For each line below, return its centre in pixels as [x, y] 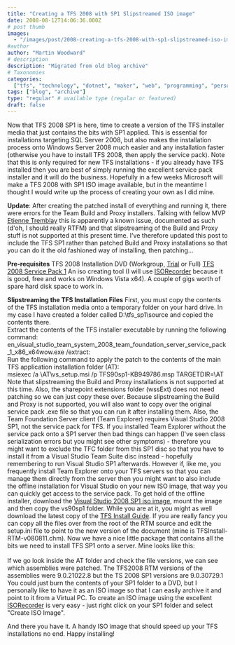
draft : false [26, 105]
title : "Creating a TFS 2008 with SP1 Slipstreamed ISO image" [101, 14]
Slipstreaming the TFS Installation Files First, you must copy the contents [114, 299]
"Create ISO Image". [36, 612]
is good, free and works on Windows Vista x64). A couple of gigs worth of [114, 278]
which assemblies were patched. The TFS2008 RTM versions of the [105, 568]
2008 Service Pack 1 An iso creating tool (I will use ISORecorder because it [115, 271]
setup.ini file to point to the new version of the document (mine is [101, 531]
